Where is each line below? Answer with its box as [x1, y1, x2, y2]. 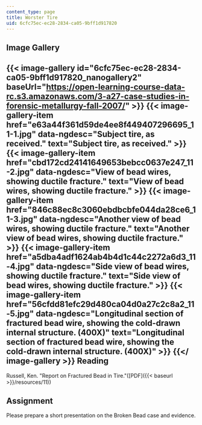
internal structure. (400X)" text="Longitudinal [6, 328, 185, 338]
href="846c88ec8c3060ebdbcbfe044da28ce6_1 [6, 205, 196, 215]
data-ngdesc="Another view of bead [39, 214, 181, 224]
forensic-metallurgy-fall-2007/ [6, 101, 125, 111]
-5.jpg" [6, 309, 34, 319]
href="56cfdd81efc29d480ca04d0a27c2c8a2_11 [6, 299, 195, 310]
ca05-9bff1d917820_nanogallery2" [6, 73, 142, 83]
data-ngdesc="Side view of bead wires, [36, 261, 189, 272]
